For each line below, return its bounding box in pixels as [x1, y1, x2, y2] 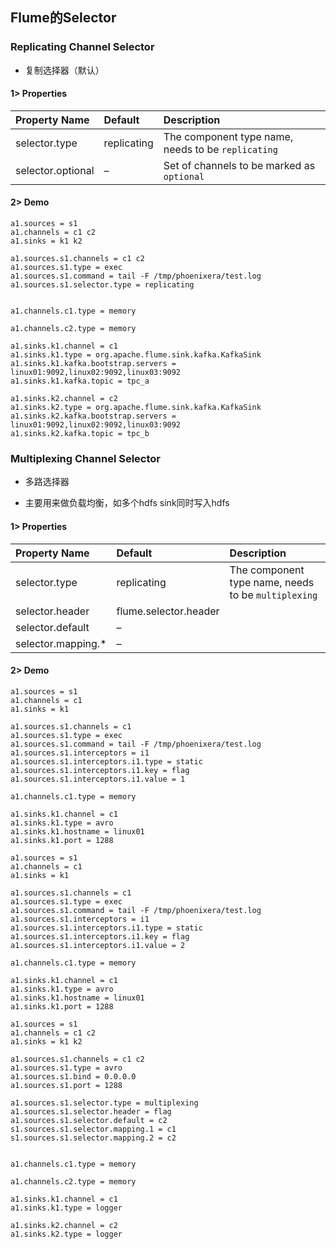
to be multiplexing [229, 588, 318, 602]
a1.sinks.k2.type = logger [10, 1229, 123, 1239]
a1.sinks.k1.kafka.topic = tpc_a [10, 376, 150, 387]
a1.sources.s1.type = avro [10, 1063, 123, 1073]
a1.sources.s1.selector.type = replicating [10, 280, 195, 290]
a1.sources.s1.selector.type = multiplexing [10, 1098, 199, 1108]
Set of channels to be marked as [163, 158, 316, 172]
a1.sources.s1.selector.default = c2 [10, 1115, 168, 1125]
